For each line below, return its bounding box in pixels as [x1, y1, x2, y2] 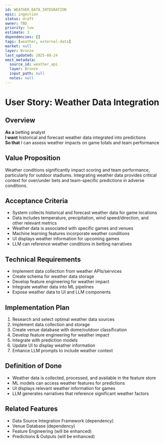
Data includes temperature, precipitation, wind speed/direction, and [12, 215, 149, 221]
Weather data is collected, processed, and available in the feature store [12, 375, 156, 381]
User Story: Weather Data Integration [5, 97, 160, 108]
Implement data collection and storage [12, 322, 90, 327]
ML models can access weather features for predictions [12, 380, 125, 386]
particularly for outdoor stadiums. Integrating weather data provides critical [5, 172, 157, 178]
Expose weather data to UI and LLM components [12, 289, 111, 295]
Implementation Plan [5, 303, 70, 312]
